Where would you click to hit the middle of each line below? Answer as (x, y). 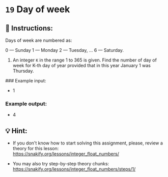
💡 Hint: (16, 131)
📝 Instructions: (29, 28)
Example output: (26, 104)
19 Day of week (38, 9)
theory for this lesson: (36, 149)
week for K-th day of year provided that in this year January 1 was (82, 65)
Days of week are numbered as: (39, 40)
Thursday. (23, 71)
